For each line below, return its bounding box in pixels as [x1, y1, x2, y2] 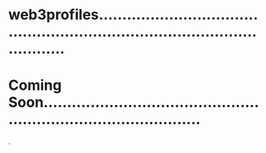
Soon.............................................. [8, 94, 260, 111]
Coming [8, 76, 62, 95]
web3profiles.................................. [8, 6, 259, 24]
